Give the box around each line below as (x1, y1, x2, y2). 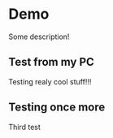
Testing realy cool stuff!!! (8, 76, 92, 86)
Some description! (8, 32, 70, 41)
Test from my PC (8, 55, 95, 69)
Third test (8, 122, 41, 132)
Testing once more (8, 101, 106, 114)
